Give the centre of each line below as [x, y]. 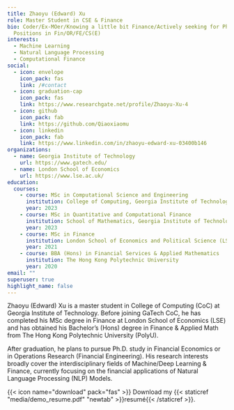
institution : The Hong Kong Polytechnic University [102, 260]
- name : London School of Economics [67, 169]
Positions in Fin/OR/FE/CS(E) [57, 33]
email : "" [22, 273]
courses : [26, 189]
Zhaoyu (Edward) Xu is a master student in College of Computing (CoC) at [114, 306]
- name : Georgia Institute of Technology [75, 157]
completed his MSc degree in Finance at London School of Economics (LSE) [117, 321]
